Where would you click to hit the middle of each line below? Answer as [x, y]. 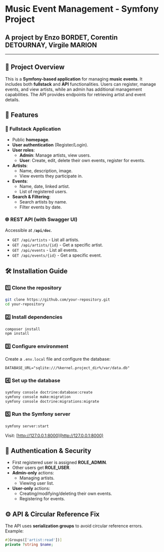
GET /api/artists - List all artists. [46, 240]
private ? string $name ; [29, 545]
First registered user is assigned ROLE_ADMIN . [60, 463]
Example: [14, 531]
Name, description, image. [46, 171]
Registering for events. [42, 499]
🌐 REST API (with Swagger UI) [41, 220]
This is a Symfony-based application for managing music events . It [74, 79]
